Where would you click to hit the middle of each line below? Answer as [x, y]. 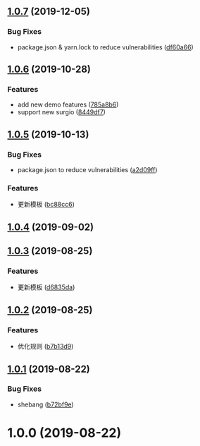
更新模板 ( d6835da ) [46, 287]
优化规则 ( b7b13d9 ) [45, 346]
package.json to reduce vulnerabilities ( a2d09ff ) [87, 170]
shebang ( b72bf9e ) [45, 404]
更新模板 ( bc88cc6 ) [46, 205]
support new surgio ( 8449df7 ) [61, 112]
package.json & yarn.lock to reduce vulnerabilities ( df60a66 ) [105, 47]
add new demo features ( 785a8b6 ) [68, 104]
